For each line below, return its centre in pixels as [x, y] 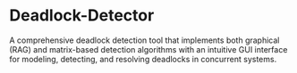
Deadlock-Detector [82, 16]
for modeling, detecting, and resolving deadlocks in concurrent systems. [143, 59]
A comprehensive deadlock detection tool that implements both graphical [144, 40]
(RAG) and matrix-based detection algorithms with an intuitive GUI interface [148, 49]
